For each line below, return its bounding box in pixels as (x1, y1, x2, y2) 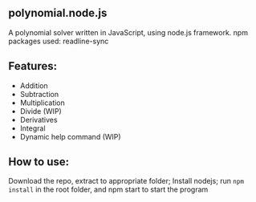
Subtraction (19, 89, 59, 99)
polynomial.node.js (8, 6, 108, 20)
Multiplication (19, 98, 66, 107)
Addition (19, 80, 48, 91)
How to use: (8, 156, 70, 169)
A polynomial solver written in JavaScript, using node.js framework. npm (8, 27, 249, 37)
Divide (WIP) (19, 106, 62, 115)
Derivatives (19, 115, 58, 124)
